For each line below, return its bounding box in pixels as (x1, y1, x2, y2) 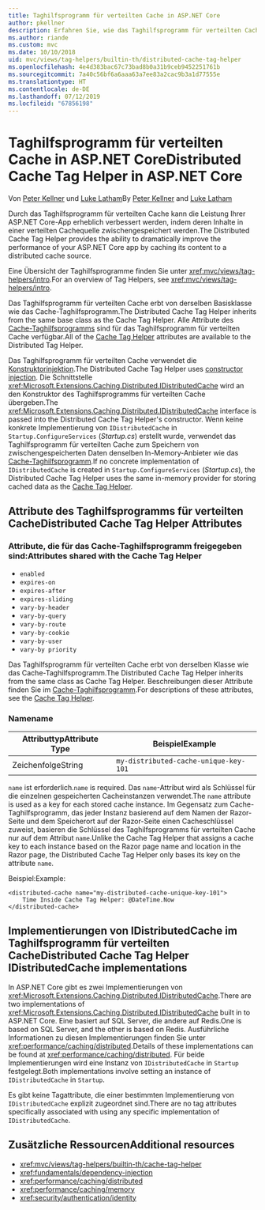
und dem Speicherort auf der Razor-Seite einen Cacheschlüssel (26, 816, 234, 826)
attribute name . (8, 859, 54, 868)
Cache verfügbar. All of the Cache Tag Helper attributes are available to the (8, 332, 251, 342)
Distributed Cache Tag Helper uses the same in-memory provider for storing (8, 474, 256, 483)
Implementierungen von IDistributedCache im (8, 925, 238, 938)
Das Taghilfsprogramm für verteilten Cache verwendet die (8, 356, 197, 365)
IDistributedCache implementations (8, 962, 188, 975)
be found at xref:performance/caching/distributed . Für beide (8, 1049, 205, 1059)
